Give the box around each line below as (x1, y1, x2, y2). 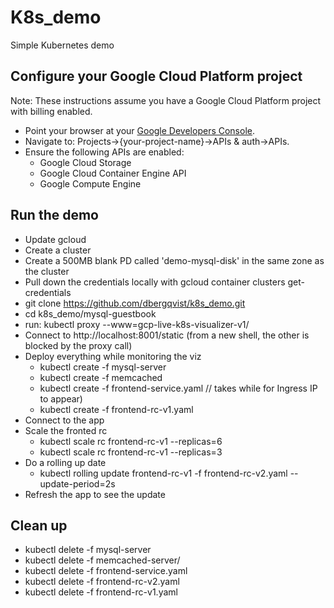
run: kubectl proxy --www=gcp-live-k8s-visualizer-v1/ (24, 318, 250, 330)
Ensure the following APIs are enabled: (24, 146, 185, 158)
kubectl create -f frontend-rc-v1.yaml (39, 403, 194, 415)
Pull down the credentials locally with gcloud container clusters (24, 276, 286, 288)
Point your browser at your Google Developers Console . (24, 124, 255, 136)
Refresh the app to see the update (24, 488, 166, 500)
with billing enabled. (10, 105, 93, 117)
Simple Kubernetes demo (10, 39, 115, 51)
